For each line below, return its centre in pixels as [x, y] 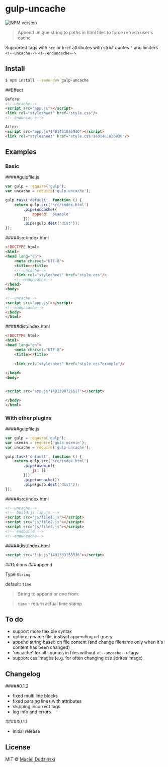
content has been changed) [41, 647]
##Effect [14, 90]
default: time [18, 584]
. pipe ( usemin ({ [39, 466]
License [18, 747]
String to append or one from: [48, 593]
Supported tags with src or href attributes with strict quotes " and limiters [82, 47]
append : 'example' [51, 214]
